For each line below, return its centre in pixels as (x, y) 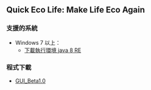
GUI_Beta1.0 (30, 80)
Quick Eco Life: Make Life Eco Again (75, 10)
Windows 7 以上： (38, 42)
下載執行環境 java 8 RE (53, 50)
